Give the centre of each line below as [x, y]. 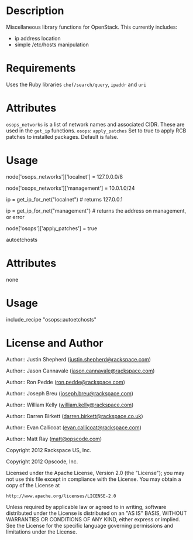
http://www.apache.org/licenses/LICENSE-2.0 [61, 496]
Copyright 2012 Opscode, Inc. [42, 462]
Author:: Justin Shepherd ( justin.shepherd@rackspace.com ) [78, 359]
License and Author [55, 343]
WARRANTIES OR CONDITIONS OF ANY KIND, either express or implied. [93, 519]
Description [35, 11]
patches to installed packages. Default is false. [62, 136]
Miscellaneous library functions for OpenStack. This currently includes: [92, 27]
